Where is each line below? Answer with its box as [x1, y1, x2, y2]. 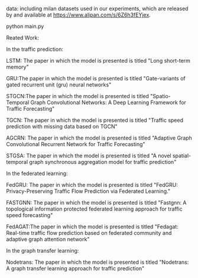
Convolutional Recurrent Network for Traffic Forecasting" [6, 141, 146, 147]
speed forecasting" [6, 212, 53, 218]
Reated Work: [6, 34, 40, 41]
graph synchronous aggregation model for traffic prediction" [29, 159, 177, 165]
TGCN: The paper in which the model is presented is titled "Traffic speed [6, 117, 184, 124]
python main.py [6, 23, 44, 30]
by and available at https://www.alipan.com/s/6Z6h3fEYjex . [6, 11, 151, 18]
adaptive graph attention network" [6, 236, 90, 243]
